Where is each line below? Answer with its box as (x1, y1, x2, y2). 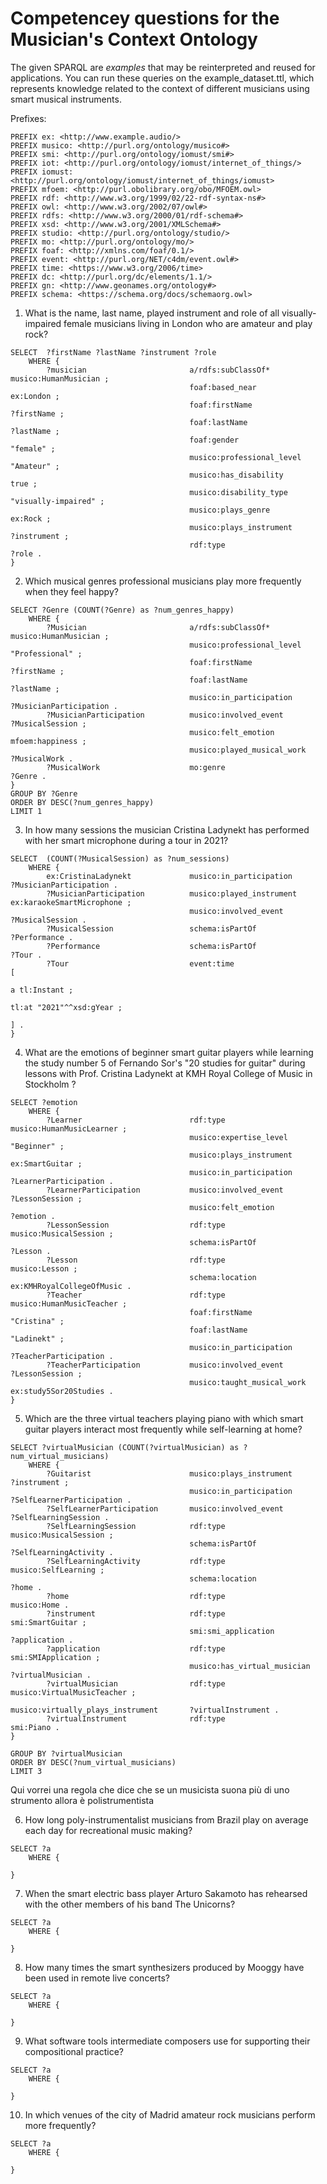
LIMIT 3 (10, 1766, 43, 1776)
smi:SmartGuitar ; (10, 1617, 87, 1627)
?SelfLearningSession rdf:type (46, 1521, 226, 1531)
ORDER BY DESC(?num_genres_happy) (10, 797, 155, 807)
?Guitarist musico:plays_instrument (46, 1468, 293, 1479)
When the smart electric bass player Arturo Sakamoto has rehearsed (24, 1887, 308, 1899)
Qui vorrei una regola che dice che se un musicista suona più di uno (10, 1783, 290, 1796)
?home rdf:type (46, 1591, 226, 1601)
